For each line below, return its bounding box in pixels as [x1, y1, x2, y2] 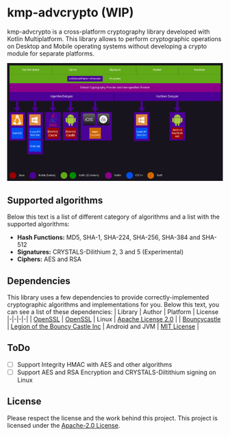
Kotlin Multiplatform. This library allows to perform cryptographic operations [7, 34, 222, 43]
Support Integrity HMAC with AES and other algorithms [16, 360, 172, 368]
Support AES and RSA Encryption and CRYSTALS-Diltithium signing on [16, 368, 217, 376]
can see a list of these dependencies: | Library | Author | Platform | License [7, 307, 219, 316]
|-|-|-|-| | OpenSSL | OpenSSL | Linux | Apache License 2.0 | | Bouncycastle [7, 315, 221, 323]
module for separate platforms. [7, 49, 94, 58]
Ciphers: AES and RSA [16, 255, 82, 263]
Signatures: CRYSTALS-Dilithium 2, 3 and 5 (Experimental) [16, 248, 183, 256]
